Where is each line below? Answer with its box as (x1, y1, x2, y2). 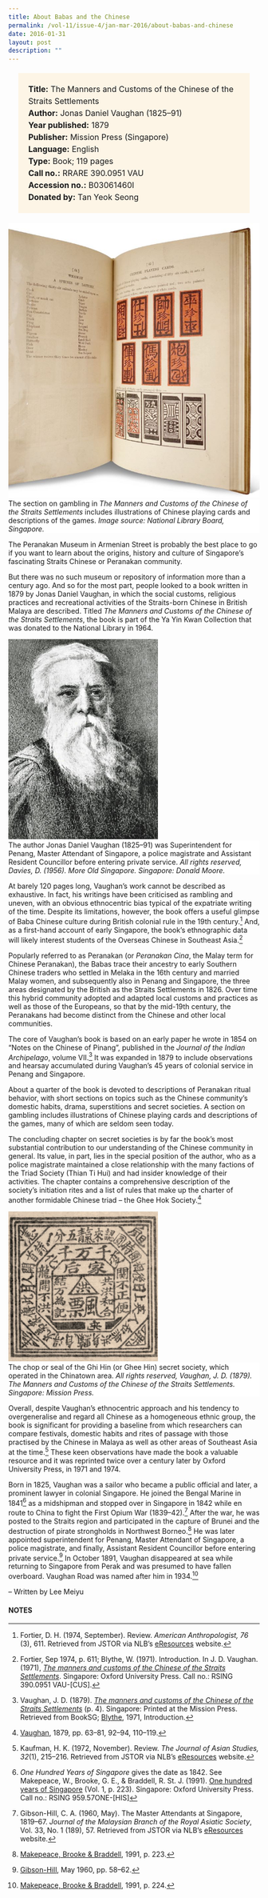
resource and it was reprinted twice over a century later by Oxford (8, 1456, 226, 1465)
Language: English (28, 144, 100, 155)
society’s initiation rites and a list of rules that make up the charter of (8, 1185, 234, 1195)
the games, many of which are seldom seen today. (8, 1119, 174, 1128)
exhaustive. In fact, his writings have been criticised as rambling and (8, 890, 234, 899)
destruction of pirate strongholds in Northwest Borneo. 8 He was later (8, 1524, 235, 1536)
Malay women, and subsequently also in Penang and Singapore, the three (8, 976, 250, 986)
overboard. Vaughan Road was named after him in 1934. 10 (8, 1570, 199, 1580)
